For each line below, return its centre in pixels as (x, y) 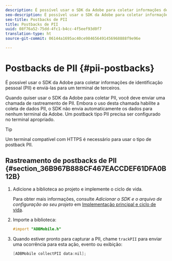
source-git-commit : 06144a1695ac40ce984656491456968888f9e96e (73, 39)
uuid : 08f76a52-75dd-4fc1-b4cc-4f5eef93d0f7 (53, 29)
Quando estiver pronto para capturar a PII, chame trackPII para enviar (87, 239)
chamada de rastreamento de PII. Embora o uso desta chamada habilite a (82, 103)
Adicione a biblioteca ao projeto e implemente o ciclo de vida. (78, 189)
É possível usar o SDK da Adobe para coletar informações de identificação (84, 82)
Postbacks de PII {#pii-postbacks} (80, 68)
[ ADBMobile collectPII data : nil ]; (49, 253)
